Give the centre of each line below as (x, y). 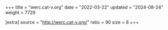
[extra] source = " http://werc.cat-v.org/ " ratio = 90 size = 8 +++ (72, 22)
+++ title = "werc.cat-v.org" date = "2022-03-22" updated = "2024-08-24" (84, 7)
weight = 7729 (20, 12)
